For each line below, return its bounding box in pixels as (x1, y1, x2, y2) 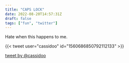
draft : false (5, 16, 32, 21)
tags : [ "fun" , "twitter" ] (5, 20, 57, 26)
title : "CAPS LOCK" (5, 7, 45, 12)
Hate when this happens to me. (5, 34, 68, 40)
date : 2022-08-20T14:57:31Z (5, 12, 62, 16)
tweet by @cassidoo (5, 53, 46, 59)
